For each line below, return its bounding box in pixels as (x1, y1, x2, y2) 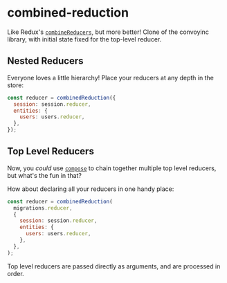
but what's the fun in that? (7, 171, 82, 179)
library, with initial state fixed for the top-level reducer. (7, 35, 162, 43)
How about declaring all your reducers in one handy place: (7, 185, 174, 193)
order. (7, 269, 24, 277)
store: (7, 81, 24, 89)
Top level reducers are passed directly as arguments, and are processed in (7, 262, 221, 271)
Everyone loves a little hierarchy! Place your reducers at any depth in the (7, 73, 215, 82)
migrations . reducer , (13, 204, 73, 212)
